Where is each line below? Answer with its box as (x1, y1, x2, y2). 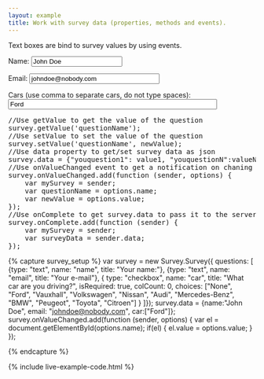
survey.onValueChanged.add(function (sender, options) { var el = (8, 315, 219, 324)
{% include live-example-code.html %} (8, 362, 135, 371)
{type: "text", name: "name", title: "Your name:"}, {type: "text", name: (8, 264, 230, 274)
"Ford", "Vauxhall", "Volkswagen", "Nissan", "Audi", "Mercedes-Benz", (8, 289, 235, 299)
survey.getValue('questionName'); (8, 123, 141, 132)
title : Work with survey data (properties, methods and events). (8, 19, 226, 27)
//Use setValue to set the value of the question (8, 131, 203, 140)
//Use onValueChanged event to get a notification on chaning (8, 163, 253, 171)
